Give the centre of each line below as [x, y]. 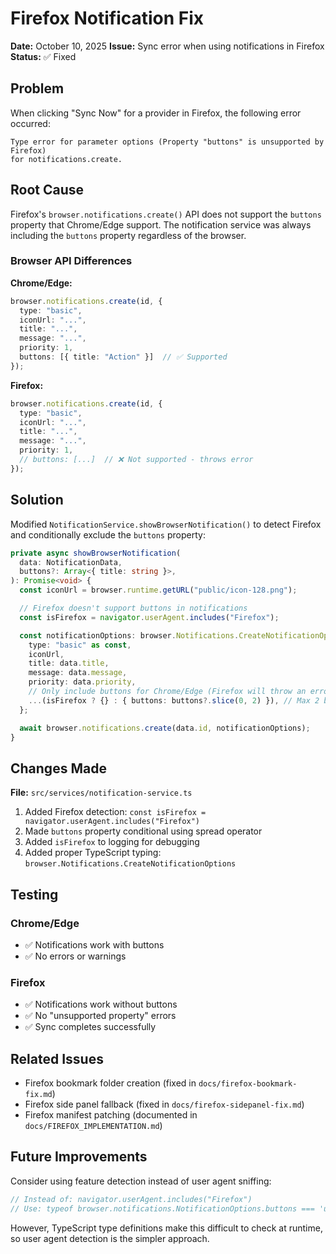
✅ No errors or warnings [75, 956]
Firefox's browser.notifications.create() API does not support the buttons [166, 214]
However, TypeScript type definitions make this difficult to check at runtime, [166, 1228]
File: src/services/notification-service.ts [101, 793]
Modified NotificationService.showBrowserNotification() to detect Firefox [166, 524]
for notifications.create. [66, 159]
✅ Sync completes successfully [90, 1027]
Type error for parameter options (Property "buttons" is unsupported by [167, 142]
